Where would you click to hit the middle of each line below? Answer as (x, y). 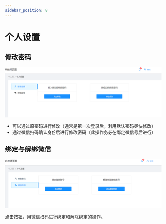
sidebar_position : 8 (27, 10)
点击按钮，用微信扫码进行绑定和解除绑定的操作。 (55, 217)
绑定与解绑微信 (28, 149)
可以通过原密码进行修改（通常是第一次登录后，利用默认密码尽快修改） (84, 126)
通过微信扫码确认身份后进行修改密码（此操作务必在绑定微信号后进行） (84, 132)
